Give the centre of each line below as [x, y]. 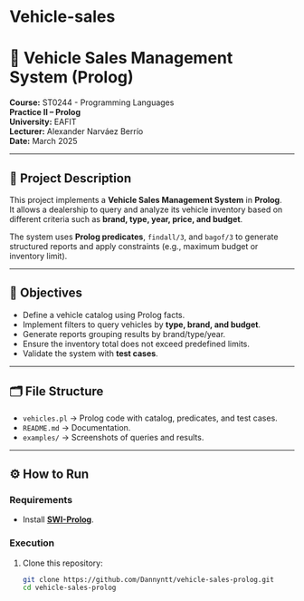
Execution [32, 543]
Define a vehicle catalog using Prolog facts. [104, 315]
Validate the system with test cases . [90, 353]
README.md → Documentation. [76, 427]
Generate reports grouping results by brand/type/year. [124, 334]
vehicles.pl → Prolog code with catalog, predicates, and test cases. [150, 418]
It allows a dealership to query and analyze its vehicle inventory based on [146, 209]
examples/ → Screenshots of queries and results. [113, 437]
